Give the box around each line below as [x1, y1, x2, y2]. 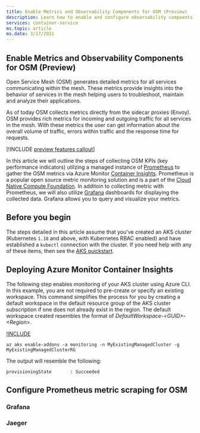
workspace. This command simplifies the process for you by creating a [6, 293, 180, 300]
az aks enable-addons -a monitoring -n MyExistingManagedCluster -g [6, 341, 180, 348]
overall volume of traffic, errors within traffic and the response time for [6, 128, 179, 135]
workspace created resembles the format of [6, 312, 114, 319]
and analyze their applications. [6, 97, 82, 104]
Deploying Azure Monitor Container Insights [6, 265, 174, 275]
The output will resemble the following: [6, 357, 102, 364]
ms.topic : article [6, 25, 52, 32]
